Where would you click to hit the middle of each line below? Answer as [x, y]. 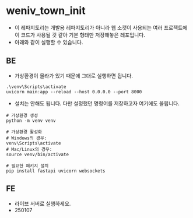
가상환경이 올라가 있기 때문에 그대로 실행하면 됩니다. [73, 75]
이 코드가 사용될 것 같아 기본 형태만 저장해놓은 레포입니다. [80, 35]
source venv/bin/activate [37, 154]
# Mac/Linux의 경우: [29, 149]
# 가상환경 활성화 [24, 132]
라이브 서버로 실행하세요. [43, 203]
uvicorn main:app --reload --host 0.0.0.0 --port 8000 [74, 92]
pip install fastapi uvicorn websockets [56, 171]
